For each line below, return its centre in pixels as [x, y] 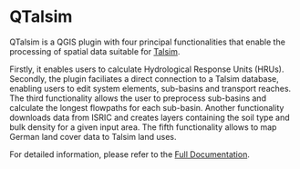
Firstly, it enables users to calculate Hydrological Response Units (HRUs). [147, 69]
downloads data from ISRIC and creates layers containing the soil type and [150, 117]
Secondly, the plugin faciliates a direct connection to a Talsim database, [145, 78]
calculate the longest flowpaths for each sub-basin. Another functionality [147, 107]
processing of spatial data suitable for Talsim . [95, 51]
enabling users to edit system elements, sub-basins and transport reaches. [150, 88]
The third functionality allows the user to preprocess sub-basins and [138, 98]
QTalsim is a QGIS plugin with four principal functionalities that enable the [147, 42]
